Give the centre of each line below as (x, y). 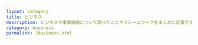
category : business (30, 28)
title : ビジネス (24, 17)
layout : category (27, 11)
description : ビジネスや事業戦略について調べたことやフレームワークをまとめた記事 (95, 22)
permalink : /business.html (39, 33)
